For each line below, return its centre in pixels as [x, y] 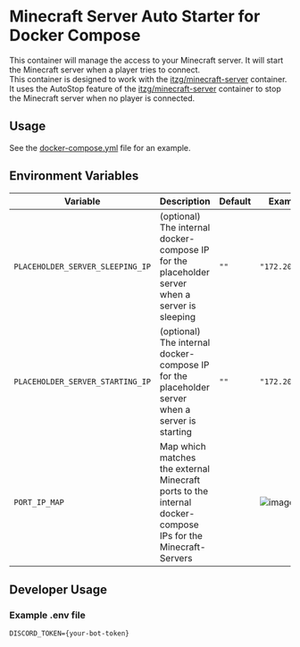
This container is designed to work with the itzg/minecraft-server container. [148, 79]
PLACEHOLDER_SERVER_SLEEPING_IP [83, 266]
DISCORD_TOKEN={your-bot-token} [69, 634]
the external [184, 468]
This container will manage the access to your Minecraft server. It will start [146, 60]
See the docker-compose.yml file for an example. [100, 147]
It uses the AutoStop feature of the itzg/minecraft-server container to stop [145, 88]
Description [185, 201]
